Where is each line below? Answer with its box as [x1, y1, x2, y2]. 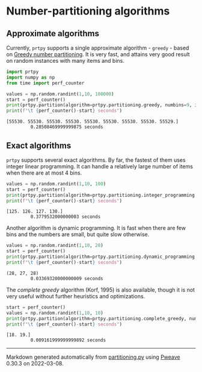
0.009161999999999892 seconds [30, 337, 106, 344]
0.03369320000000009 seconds [30, 275, 103, 281]
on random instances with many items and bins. [6, 57, 125, 64]
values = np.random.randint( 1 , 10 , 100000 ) [6, 91, 114, 97]
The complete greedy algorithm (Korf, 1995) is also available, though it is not [6, 286, 195, 293]
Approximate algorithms [6, 28, 99, 39]
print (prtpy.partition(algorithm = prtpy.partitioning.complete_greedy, [6, 315, 187, 321]
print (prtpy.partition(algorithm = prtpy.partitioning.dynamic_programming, [6, 254, 198, 260]
